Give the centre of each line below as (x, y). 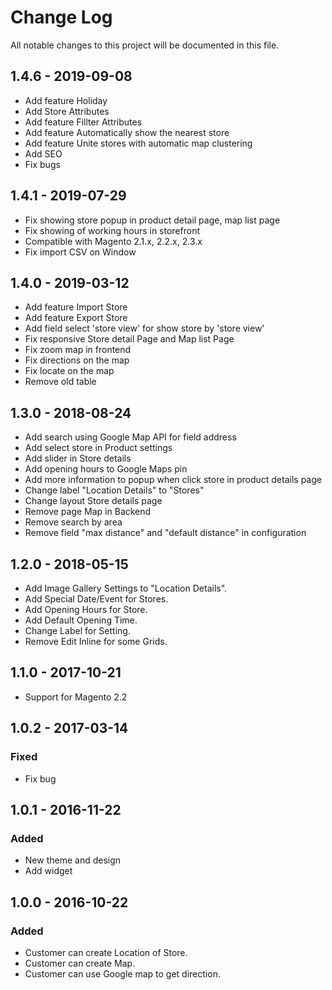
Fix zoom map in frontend (78, 350)
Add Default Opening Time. (81, 620)
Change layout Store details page (93, 501)
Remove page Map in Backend (88, 512)
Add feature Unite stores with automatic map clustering (138, 143)
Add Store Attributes (67, 111)
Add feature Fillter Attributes (83, 122)
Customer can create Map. (80, 963)
